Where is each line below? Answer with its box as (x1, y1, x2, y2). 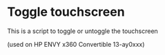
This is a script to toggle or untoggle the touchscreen (7, 27, 159, 35)
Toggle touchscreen (7, 4, 126, 20)
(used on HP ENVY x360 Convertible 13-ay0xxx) (7, 40, 145, 48)
